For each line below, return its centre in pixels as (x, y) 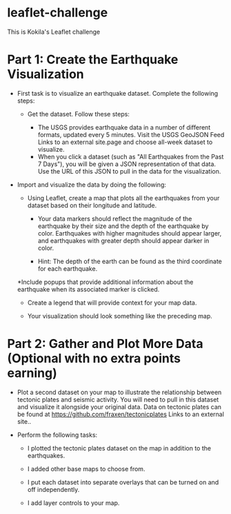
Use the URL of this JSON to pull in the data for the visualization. (129, 171)
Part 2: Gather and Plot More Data (105, 344)
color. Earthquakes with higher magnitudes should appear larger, (130, 233)
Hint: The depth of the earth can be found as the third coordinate (130, 261)
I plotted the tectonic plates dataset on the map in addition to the (119, 448)
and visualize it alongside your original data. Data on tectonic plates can (119, 407)
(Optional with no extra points (94, 359)
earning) (32, 373)
